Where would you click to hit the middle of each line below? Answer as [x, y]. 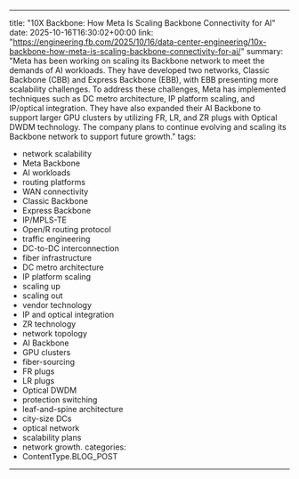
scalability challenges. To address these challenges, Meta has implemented [148, 89]
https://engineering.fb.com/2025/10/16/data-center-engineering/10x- [140, 42]
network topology [54, 333]
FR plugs [38, 371]
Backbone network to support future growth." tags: [103, 136]
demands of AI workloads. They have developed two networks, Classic [139, 70]
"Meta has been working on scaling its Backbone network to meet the [137, 61]
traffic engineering [56, 239]
